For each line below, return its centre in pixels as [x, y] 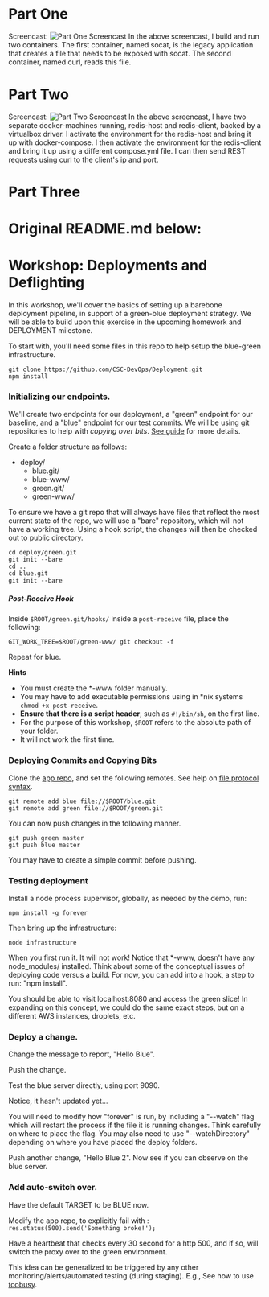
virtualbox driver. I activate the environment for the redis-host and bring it [130, 134]
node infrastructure [43, 943]
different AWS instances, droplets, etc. [72, 1016]
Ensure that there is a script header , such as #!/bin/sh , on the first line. [139, 714]
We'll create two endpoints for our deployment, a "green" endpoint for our [130, 414]
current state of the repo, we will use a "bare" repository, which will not [126, 521]
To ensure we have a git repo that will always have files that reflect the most [134, 513]
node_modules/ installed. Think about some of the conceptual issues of [126, 966]
